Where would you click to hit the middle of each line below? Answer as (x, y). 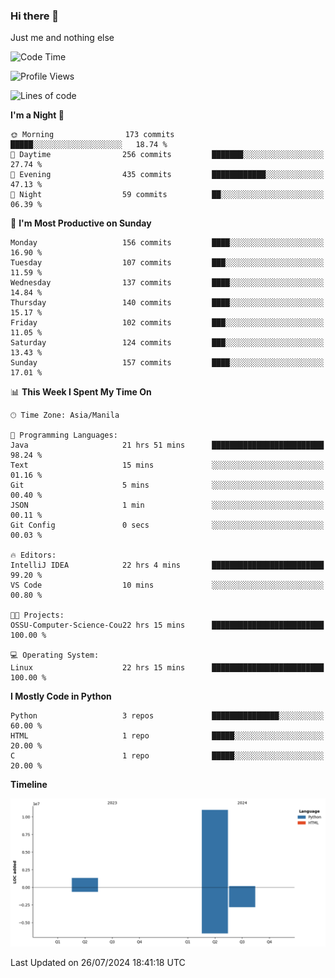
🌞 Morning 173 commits (92, 135)
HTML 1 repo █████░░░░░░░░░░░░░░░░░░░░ (167, 736)
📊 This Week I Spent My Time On (81, 392)
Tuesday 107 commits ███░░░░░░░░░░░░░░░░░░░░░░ (167, 263)
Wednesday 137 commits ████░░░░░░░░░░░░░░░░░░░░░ (167, 283)
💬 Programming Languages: (64, 435)
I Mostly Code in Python (61, 696)
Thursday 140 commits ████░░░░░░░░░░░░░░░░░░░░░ (167, 303)
